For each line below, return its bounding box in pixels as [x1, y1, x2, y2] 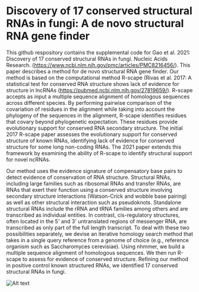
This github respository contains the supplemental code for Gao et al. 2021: [6, 49, 191, 56]
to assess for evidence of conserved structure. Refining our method [23, 255, 189, 262]
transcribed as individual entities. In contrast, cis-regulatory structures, [6, 211, 180, 219]
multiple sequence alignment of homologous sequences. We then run [6, 249, 176, 256]
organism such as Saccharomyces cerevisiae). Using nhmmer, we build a [6, 243, 185, 250]
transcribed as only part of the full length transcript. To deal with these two [6, 224, 190, 231]
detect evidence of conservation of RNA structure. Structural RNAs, [6, 174, 172, 181]
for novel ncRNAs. [6, 156, 50, 163]
